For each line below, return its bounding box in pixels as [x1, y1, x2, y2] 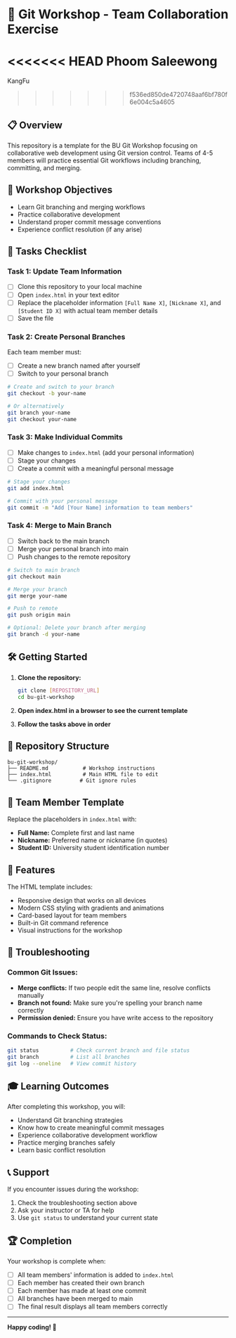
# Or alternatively [7, 402, 65, 410]
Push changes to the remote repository [17, 552, 131, 561]
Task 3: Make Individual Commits [7, 432, 123, 442]
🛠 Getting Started [7, 651, 88, 663]
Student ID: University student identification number [17, 844, 170, 852]
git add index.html [7, 484, 65, 491]
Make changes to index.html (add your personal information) [17, 448, 195, 456]
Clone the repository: [17, 673, 81, 681]
